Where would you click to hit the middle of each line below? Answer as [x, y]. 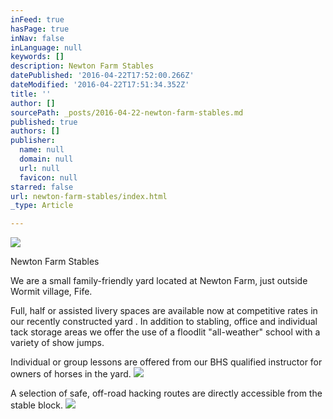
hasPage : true [40, 29]
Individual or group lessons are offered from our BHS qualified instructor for [166, 362]
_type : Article [42, 206]
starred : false [42, 187]
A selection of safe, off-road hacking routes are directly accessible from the [166, 393]
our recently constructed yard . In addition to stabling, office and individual [164, 322]
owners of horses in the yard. [71, 374]
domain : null [46, 159]
